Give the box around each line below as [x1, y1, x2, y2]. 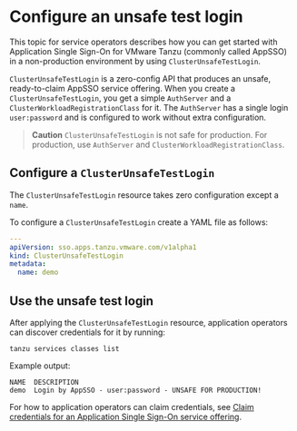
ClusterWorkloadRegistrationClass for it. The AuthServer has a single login [9, 102, 289, 113]
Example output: [9, 360, 71, 371]
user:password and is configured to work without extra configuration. [9, 112, 266, 122]
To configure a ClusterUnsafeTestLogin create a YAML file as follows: [9, 216, 269, 228]
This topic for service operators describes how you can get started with [9, 36, 278, 47]
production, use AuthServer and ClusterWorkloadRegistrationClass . [31, 139, 285, 150]
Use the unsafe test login [9, 293, 154, 309]
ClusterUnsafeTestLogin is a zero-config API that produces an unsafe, [9, 73, 271, 83]
